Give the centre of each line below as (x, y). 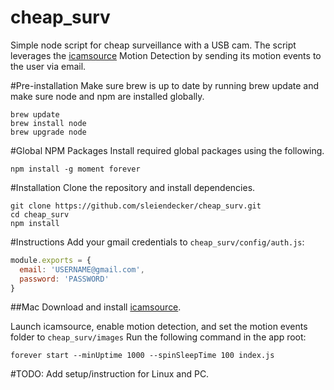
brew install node (48, 123)
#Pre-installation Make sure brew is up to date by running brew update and (165, 85)
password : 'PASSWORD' (64, 279)
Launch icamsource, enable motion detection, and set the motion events (159, 327)
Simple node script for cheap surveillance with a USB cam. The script (153, 45)
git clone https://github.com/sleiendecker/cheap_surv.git (136, 206)
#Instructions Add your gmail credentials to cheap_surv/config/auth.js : (157, 242)
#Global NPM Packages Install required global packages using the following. (167, 150)
